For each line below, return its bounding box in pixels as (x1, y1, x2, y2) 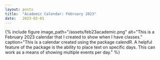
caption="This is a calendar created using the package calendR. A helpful (5, 39, 153, 45)
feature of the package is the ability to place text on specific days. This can (5, 44, 155, 50)
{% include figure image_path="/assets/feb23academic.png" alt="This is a (5, 29, 155, 35)
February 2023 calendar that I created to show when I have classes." (5, 34, 143, 40)
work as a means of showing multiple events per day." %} (5, 49, 120, 55)
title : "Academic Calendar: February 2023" (5, 12, 96, 16)
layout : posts (5, 7, 34, 12)
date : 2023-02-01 (5, 16, 45, 21)
